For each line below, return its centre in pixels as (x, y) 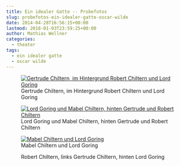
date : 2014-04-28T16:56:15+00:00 (47, 23)
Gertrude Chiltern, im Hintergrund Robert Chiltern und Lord (93, 91)
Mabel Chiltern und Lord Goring (60, 145)
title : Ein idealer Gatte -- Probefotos (57, 12)
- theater (23, 45)
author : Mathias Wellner (37, 34)
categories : (21, 39)
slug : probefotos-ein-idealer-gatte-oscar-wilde (67, 17)
